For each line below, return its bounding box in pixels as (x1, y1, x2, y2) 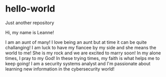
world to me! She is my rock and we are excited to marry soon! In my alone (5, 50, 161, 56)
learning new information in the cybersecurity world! (5, 66, 115, 72)
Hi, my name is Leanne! (5, 29, 54, 35)
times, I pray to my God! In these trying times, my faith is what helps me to (5, 55, 160, 61)
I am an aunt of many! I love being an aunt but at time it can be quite (5, 39, 147, 45)
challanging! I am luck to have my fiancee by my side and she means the (5, 44, 157, 50)
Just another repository (5, 20, 55, 26)
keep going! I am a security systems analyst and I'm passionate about (5, 60, 151, 66)
